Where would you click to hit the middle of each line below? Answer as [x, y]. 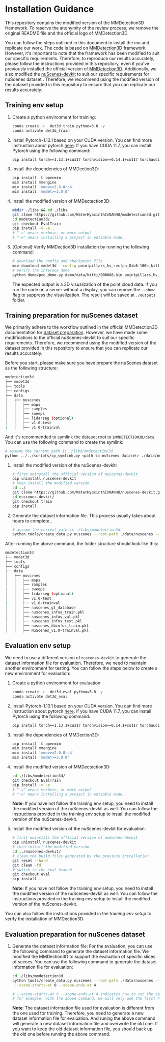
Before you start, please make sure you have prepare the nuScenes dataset [82, 363]
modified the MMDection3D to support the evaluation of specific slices [84, 956]
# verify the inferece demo [41, 270]
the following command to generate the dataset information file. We [81, 951]
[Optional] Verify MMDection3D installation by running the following [81, 247]
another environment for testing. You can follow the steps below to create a [81, 668]
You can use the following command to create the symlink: [64, 442]
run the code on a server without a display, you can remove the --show [83, 289]
